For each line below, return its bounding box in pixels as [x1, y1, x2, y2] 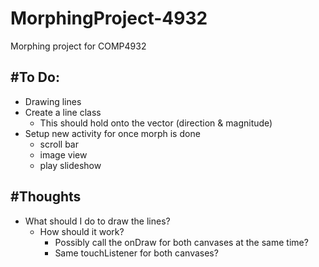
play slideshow [39, 159, 102, 171]
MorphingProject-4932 [10, 7, 208, 30]
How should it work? [39, 225, 125, 237]
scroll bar [39, 138, 79, 150]
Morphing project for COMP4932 [10, 40, 147, 52]
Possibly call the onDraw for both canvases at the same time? [54, 236, 309, 248]
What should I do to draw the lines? [24, 215, 171, 227]
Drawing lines [24, 95, 82, 107]
